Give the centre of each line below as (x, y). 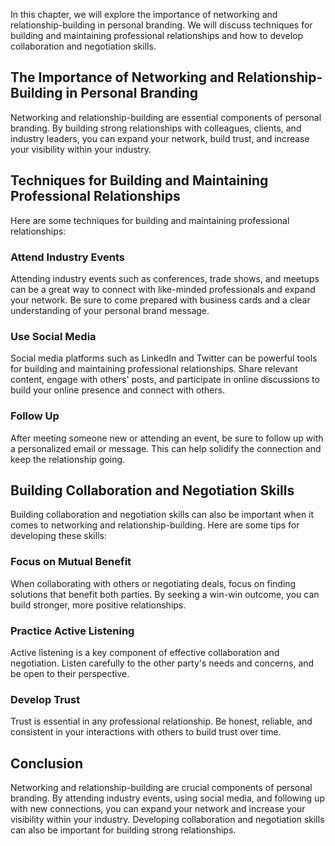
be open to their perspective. (70, 673)
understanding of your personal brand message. (110, 310)
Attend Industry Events (68, 257)
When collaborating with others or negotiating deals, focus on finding (153, 583)
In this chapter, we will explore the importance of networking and (144, 14)
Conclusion (47, 763)
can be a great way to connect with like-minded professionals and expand (163, 289)
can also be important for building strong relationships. (123, 830)
